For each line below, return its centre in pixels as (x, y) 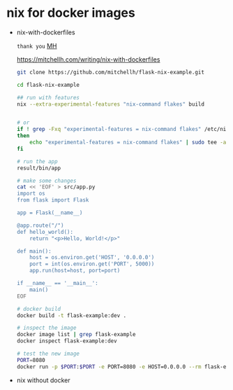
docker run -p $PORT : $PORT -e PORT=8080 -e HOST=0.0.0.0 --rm (109, 367)
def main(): (34, 251)
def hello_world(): (45, 232)
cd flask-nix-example (48, 85)
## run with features (48, 97)
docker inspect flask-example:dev (67, 341)
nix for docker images (71, 13)
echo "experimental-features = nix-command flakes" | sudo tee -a (128, 142)
